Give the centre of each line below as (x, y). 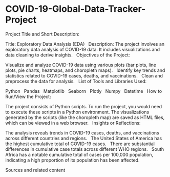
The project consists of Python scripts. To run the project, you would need (84, 106)
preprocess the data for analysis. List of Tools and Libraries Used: (76, 81)
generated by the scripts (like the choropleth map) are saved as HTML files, (85, 117)
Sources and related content (35, 170)
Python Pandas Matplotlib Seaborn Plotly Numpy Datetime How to (84, 91)
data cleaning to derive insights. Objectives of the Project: (68, 55)
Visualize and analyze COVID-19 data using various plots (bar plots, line (81, 65)
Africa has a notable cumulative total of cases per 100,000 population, (79, 154)
